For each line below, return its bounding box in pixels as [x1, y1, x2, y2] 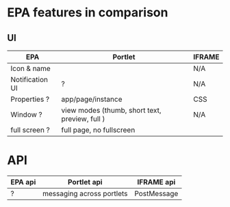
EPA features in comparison [7, 5, 168, 20]
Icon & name [10, 64, 51, 73]
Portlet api [67, 177, 103, 187]
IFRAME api [137, 177, 176, 187]
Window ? [10, 110, 42, 119]
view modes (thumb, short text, [61, 106, 162, 115]
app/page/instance [61, 94, 123, 104]
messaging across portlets [42, 189, 128, 198]
